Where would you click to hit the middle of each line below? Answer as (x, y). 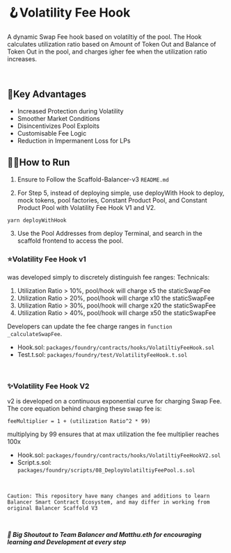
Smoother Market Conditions (58, 118)
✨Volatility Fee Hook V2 (48, 386)
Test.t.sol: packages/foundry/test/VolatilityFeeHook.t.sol (102, 354)
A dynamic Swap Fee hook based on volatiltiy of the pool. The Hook (104, 37)
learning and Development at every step (67, 542)
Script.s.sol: (34, 463)
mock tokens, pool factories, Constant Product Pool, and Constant (112, 200)
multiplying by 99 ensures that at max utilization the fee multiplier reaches (113, 434)
